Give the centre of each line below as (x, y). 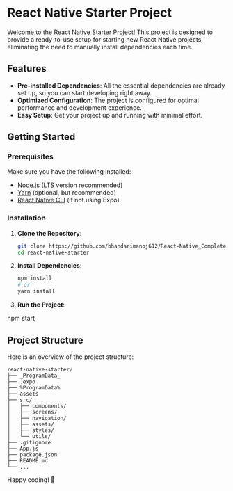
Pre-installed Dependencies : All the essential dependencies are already (121, 86)
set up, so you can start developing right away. (84, 92)
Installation (27, 218)
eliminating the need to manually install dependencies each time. (100, 47)
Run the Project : (41, 305)
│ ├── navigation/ (37, 418)
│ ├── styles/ (31, 430)
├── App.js (23, 449)
